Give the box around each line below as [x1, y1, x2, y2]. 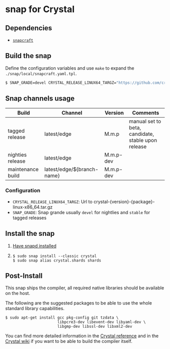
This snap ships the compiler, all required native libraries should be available [5, 285, 164, 291]
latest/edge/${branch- [44, 166, 99, 173]
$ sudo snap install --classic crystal [12, 254, 97, 259]
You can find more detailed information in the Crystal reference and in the [5, 333, 159, 339]
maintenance [8, 166, 39, 173]
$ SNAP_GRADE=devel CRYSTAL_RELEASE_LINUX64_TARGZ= [5, 80, 116, 85]
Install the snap [5, 229, 55, 238]
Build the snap [5, 52, 52, 60]
